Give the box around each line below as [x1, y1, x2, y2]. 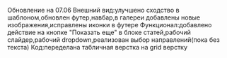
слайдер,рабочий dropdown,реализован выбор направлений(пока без [7, 36, 221, 44]
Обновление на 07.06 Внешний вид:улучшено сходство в [7, 6, 180, 14]
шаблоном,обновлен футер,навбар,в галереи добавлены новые [7, 13, 201, 22]
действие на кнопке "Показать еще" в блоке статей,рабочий [7, 28, 191, 36]
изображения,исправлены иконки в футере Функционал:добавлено [7, 21, 212, 29]
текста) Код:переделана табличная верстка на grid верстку [7, 43, 188, 51]
